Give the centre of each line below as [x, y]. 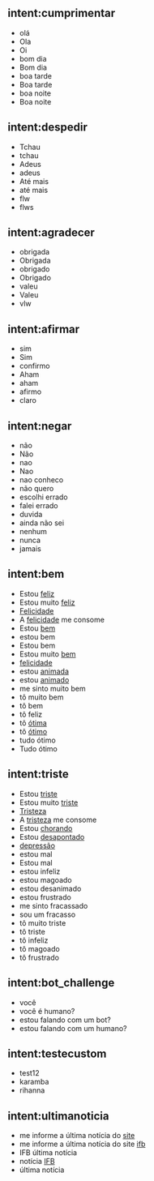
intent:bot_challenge [61, 983]
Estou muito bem [47, 654]
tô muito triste [43, 922]
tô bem [31, 705]
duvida [31, 515]
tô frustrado [39, 957]
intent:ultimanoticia [58, 1116]
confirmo [34, 366]
